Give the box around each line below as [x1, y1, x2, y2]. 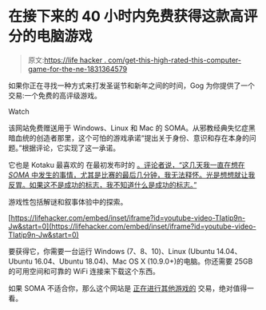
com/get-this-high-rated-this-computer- [107, 55, 242, 65]
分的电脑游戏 [8, 27, 93, 46]
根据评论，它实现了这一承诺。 [22, 143, 121, 153]
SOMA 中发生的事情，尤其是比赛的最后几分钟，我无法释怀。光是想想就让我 [8, 169, 256, 180]
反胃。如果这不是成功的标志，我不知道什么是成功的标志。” [8, 180, 197, 189]
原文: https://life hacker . [27, 55, 106, 65]
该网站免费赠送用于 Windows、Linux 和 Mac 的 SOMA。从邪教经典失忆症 [8, 123, 249, 133]
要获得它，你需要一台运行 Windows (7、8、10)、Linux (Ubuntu [8, 246, 216, 256]
